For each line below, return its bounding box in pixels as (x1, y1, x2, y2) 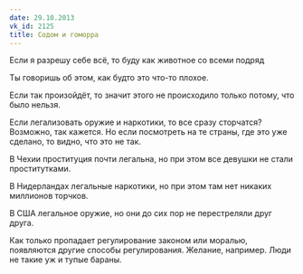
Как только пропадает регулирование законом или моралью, (9, 235, 249, 246)
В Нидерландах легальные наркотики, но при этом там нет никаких (9, 181, 272, 192)
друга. (9, 218, 34, 229)
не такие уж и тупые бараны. (9, 254, 122, 265)
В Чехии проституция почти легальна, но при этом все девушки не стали (9, 154, 294, 165)
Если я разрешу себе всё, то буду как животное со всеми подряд (9, 55, 265, 66)
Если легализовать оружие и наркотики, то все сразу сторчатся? (9, 117, 262, 128)
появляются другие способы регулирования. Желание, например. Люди (9, 245, 292, 256)
